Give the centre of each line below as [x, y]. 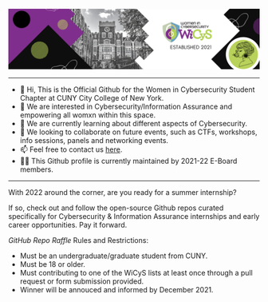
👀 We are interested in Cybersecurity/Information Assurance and [126, 107]
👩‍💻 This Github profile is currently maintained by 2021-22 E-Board [128, 161]
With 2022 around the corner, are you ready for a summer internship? [122, 193]
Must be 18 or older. [53, 264]
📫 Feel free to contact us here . [71, 149]
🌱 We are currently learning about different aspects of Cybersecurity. [134, 124]
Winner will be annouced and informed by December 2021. [116, 290]
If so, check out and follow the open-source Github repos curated [116, 208]
